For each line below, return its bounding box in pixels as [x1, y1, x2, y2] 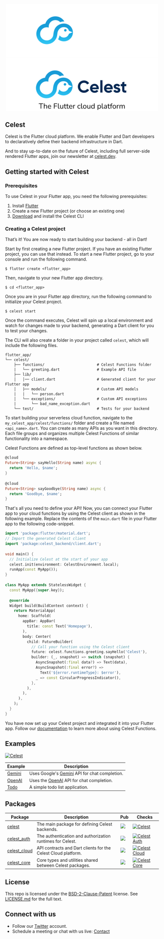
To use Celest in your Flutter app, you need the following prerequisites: [5, 194, 148, 199]
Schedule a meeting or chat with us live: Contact [12, 928, 110, 934]
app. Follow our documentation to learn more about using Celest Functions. [5, 725, 157, 731]
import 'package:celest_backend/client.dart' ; [5, 542, 102, 546]
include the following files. [5, 343, 58, 349]
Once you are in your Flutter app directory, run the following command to [5, 294, 152, 300]
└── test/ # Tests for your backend [14, 406, 150, 412]
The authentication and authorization [36, 833, 111, 839]
